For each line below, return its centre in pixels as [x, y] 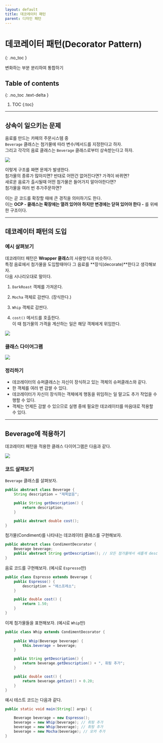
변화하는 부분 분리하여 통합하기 [34, 68]
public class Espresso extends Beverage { [49, 577]
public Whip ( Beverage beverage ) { [49, 641]
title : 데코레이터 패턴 [25, 14]
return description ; [43, 508]
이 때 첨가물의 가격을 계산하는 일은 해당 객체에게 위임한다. [66, 324]
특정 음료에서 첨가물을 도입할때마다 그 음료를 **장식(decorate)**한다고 [72, 264]
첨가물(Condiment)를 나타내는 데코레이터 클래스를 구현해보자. [64, 535]
